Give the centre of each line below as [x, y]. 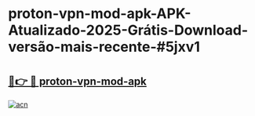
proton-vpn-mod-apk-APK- [100, 14]
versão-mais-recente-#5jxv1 [104, 47]
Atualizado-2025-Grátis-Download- [128, 30]
